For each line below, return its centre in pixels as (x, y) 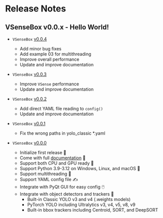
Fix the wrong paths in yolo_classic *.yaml (62, 133)
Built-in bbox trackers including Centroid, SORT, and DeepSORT (93, 210)
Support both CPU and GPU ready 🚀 (57, 163)
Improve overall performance (49, 59)
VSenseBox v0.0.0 (30, 143)
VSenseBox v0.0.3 (29, 74)
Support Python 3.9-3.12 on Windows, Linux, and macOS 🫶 (80, 168)
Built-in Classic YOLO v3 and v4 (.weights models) (79, 199)
